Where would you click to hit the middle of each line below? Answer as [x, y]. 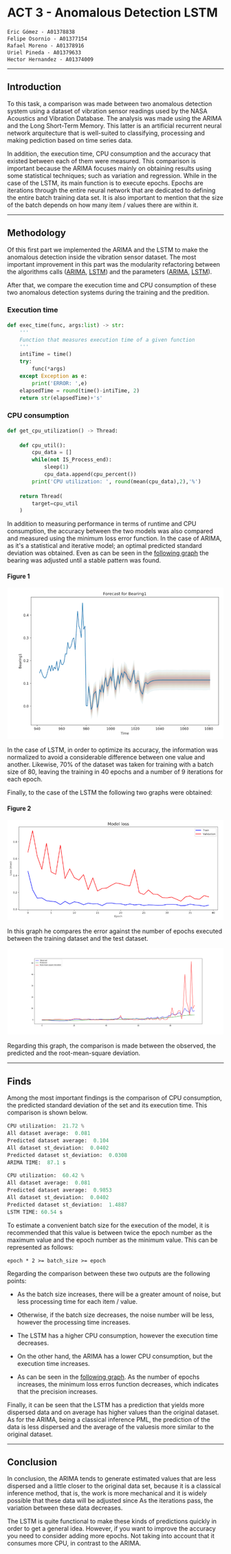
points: [17, 1280]
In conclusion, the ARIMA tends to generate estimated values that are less [112, 1479]
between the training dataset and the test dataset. [78, 939]
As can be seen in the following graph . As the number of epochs [108, 1377]
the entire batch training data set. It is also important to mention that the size [115, 197]
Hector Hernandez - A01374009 [51, 59]
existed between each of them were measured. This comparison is [101, 161]
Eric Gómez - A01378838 [41, 32]
